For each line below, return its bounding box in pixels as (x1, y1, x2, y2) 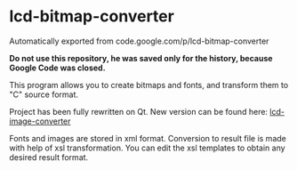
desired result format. (9, 151, 89, 162)
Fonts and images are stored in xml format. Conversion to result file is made (9, 133, 286, 143)
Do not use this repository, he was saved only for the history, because (9, 53, 273, 63)
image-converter (9, 116, 71, 126)
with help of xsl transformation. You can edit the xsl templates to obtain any (9, 142, 286, 153)
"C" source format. (9, 89, 78, 100)
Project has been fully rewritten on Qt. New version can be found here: (9, 106, 269, 117)
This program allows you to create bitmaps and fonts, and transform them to (9, 79, 289, 90)
